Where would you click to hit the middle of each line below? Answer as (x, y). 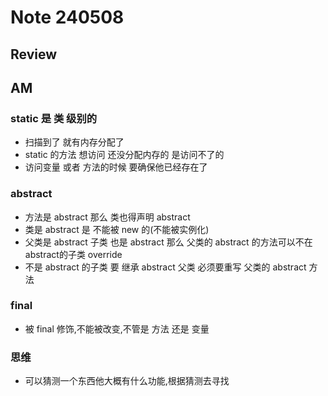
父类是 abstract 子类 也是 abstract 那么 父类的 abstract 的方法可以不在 (168, 242)
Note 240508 (67, 17)
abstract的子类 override (73, 254)
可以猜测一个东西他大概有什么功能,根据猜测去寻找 (127, 381)
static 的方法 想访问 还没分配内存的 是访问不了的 (124, 155)
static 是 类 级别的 (54, 118)
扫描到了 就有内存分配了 (74, 142)
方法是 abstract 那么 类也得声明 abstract (107, 217)
